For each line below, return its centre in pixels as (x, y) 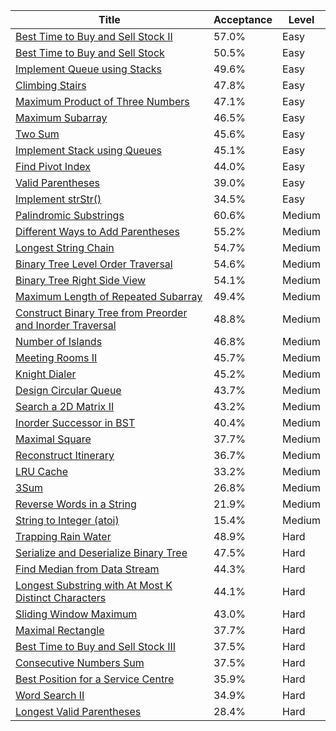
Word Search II (50, 695)
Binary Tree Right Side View (81, 280)
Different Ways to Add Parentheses (97, 231)
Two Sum (37, 134)
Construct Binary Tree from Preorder (101, 312)
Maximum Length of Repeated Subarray (109, 296)
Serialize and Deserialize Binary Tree (101, 552)
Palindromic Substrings (70, 215)
